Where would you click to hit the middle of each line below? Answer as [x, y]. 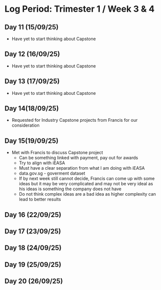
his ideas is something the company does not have [70, 189]
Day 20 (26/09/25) [34, 281]
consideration [25, 125]
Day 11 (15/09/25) [32, 27]
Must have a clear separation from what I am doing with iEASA [82, 168]
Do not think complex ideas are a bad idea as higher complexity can [87, 194]
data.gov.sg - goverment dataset [52, 173]
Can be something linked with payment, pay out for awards [78, 158]
